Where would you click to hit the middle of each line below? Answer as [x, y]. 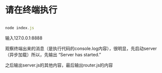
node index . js [20, 28]
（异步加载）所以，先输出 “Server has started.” [53, 54]
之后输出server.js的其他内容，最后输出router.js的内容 [59, 65]
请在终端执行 [31, 10]
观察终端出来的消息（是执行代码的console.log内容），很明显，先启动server [81, 48]
